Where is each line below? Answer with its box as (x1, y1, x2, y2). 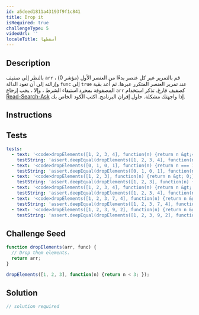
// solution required (6, 304, 60, 310)
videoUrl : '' (6, 31, 38, 37)
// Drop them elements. (11, 250, 70, 256)
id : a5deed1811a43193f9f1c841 (6, 8, 81, 15)
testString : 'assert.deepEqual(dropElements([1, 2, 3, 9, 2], (17, 212, 174, 218)
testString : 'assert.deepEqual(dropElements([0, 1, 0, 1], (17, 168, 166, 174)
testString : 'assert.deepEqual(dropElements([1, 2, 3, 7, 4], (17, 201, 174, 207)
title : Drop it (6, 14, 44, 20)
